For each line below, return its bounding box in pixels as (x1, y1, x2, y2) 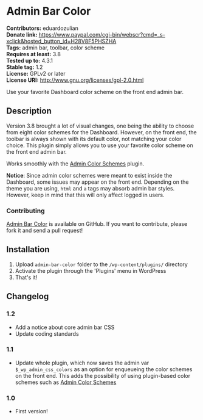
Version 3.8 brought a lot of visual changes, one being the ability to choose (6, 122, 194, 129)
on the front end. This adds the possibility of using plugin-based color (15, 372, 190, 379)
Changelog (6, 291, 49, 302)
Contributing (6, 206, 45, 215)
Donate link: (6, 31, 38, 38)
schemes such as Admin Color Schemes (15, 378, 117, 386)
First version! (15, 408, 49, 415)
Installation (6, 244, 50, 255)
